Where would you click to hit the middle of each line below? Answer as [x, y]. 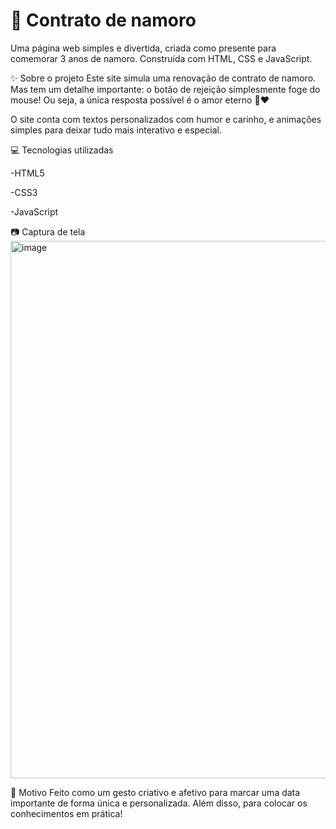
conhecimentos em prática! [66, 813]
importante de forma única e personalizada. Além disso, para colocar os [159, 803]
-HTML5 [27, 173]
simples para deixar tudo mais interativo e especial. [116, 130]
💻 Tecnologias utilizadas [62, 150]
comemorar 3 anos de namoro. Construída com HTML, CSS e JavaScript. [161, 58]
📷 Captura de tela [48, 231]
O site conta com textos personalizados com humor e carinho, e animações [166, 119]
